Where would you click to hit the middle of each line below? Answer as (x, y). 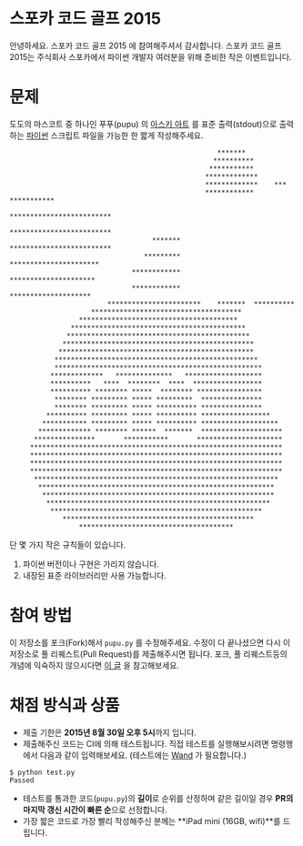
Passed (22, 780)
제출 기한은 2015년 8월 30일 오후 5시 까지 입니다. (110, 732)
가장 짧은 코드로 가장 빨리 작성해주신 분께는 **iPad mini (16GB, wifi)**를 (151, 821)
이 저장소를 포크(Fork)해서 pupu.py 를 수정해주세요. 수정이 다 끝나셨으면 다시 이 (150, 642)
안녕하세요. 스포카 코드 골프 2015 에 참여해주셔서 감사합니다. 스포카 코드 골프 (146, 45)
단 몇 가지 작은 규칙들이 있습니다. (68, 544)
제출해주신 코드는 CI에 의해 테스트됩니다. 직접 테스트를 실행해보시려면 (146, 743)
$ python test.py (42, 772)
